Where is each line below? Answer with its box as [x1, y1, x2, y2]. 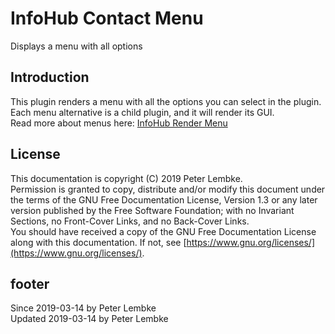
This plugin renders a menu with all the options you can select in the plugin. [10, 95, 322, 107]
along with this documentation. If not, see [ [10, 236, 187, 248]
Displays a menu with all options [10, 40, 143, 52]
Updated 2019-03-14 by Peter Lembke [10, 313, 169, 325]
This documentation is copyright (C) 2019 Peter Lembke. [10, 172, 243, 184]
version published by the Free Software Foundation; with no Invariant [10, 204, 295, 216]
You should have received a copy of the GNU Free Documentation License [10, 225, 317, 237]
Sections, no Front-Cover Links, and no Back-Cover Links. [10, 215, 250, 227]
